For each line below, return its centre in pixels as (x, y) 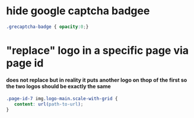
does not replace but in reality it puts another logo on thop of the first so (97, 80)
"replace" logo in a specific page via (97, 50)
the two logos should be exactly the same (58, 86)
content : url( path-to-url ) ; (49, 104)
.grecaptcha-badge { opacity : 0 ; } (47, 27)
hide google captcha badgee (78, 11)
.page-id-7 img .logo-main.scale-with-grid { (62, 99)
